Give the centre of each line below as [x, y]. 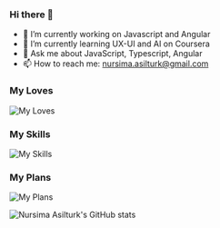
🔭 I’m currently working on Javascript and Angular [116, 35]
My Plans [30, 177]
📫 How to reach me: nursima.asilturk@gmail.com [115, 64]
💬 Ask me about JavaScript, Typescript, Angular [112, 54]
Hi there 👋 [32, 15]
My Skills [30, 134]
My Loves [31, 91]
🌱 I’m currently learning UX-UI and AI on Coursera [116, 44]
